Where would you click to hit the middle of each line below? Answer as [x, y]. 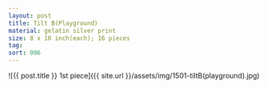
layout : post [30, 16]
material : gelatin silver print [62, 30]
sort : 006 [25, 53]
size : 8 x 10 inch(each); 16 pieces [69, 38]
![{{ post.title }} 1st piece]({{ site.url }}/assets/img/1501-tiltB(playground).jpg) [134, 76]
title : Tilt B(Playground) [53, 23]
